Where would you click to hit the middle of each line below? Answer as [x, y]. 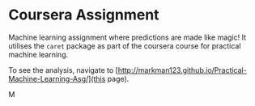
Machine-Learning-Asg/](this [57, 78]
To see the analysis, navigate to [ [64, 70]
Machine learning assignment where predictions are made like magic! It [127, 37]
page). [118, 78]
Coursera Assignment [84, 15]
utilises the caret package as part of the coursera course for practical [125, 45]
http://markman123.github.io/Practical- [182, 70]
